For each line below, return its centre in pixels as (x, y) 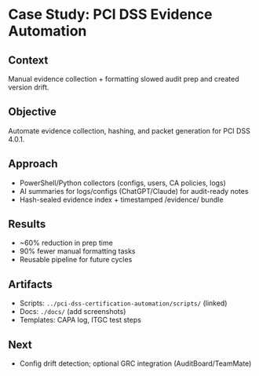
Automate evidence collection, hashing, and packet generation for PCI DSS (129, 130)
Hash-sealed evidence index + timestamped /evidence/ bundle (121, 199)
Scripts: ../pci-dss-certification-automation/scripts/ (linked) (123, 303)
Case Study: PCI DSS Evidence (110, 15)
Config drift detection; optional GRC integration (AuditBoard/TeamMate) (135, 363)
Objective (33, 112)
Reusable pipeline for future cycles (76, 260)
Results (27, 224)
